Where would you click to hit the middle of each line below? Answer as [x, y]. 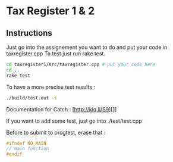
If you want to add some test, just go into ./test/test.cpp [74, 121]
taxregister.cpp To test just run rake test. [56, 54]
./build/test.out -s [32, 98]
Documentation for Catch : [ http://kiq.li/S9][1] [62, 109]
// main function [28, 149]
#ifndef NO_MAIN [26, 143]
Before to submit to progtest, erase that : [56, 132]
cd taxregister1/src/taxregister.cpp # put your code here [81, 64]
